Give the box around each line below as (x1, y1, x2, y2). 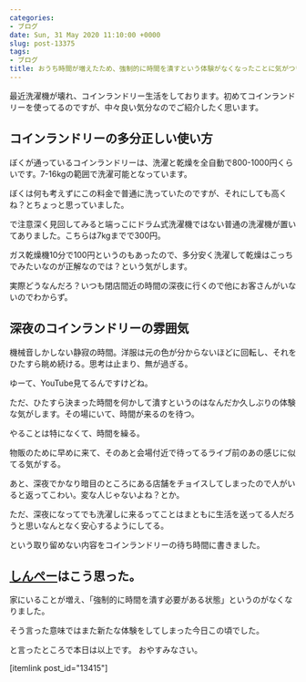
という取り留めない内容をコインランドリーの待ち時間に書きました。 (9, 539, 265, 550)
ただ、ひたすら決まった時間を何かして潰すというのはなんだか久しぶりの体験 (9, 397, 296, 408)
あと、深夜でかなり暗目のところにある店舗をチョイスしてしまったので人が (9, 478, 289, 489)
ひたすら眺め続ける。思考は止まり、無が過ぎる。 (9, 357, 193, 369)
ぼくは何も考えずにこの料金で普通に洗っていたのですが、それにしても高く (9, 188, 288, 199)
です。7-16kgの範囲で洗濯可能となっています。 (16, 168, 193, 179)
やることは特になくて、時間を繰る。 (9, 428, 145, 439)
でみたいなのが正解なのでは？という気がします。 (9, 261, 193, 272)
